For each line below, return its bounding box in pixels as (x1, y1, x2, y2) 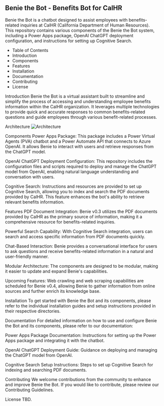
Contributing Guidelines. (5, 387, 54, 393)
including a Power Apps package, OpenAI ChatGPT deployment (5, 32, 134, 38)
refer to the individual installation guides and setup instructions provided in (5, 303, 156, 308)
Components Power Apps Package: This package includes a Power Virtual (5, 133, 155, 139)
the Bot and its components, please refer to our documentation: (5, 323, 133, 329)
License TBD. (5, 396, 32, 402)
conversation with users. (5, 174, 55, 179)
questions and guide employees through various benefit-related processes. (5, 114, 158, 120)
